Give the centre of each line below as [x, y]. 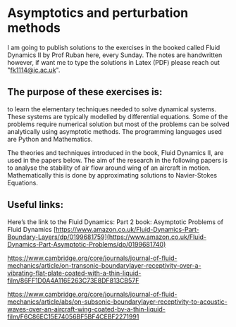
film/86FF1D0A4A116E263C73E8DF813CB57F [73, 280]
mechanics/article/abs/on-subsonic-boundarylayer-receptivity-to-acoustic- [117, 302]
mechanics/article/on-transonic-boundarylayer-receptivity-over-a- [104, 265]
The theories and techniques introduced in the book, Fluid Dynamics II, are [116, 152]
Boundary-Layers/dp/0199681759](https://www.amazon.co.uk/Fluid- [107, 237]
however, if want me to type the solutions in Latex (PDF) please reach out [114, 62]
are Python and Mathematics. [50, 139]
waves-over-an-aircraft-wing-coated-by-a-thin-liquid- [86, 309]
